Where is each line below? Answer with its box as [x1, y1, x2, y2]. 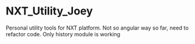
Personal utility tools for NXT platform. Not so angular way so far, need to [5, 24, 189, 31]
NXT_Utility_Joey [5, 4, 94, 18]
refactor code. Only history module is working [5, 30, 121, 37]
